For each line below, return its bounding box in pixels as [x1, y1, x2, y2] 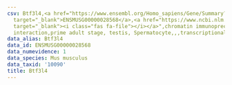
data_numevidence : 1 [7, 49, 67, 56]
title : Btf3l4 [7, 67, 48, 74]
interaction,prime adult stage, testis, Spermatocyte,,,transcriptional [13, 29, 227, 36]
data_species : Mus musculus [7, 55, 88, 62]
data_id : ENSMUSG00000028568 [7, 42, 91, 49]
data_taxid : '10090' [7, 61, 67, 68]
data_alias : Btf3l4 [7, 36, 64, 42]
